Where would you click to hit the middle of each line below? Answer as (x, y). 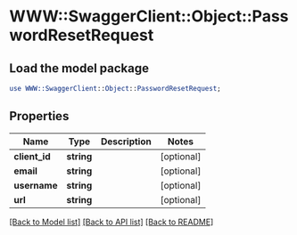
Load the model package (79, 68)
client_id (32, 156)
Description (126, 142)
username (36, 185)
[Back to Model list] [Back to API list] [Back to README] (111, 222)
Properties (39, 116)
